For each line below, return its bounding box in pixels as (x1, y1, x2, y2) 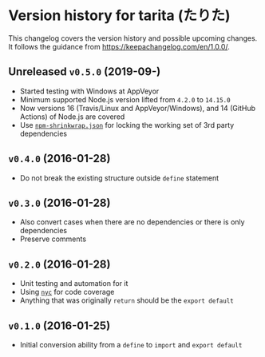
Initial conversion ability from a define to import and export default (19, 340, 243, 349)
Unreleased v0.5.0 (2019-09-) (8, 65, 161, 79)
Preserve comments (19, 234, 86, 244)
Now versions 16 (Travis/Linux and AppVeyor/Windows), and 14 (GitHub (19, 103, 255, 113)
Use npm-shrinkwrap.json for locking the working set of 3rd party (19, 120, 235, 129)
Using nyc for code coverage (19, 288, 115, 297)
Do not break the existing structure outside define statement (19, 173, 220, 183)
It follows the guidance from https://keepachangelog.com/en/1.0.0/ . (8, 42, 230, 51)
